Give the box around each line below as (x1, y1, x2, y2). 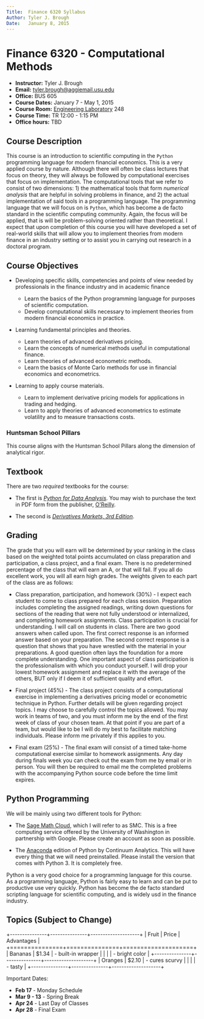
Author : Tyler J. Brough (6, 15, 69, 21)
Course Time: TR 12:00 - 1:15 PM (15, 112, 99, 119)
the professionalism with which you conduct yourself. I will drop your (15, 661, 188, 669)
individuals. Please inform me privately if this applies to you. (15, 732, 166, 739)
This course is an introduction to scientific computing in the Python (6, 152, 174, 160)
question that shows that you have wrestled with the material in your (15, 642, 187, 649)
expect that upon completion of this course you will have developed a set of (6, 224, 197, 231)
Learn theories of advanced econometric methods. (24, 357, 152, 364)
